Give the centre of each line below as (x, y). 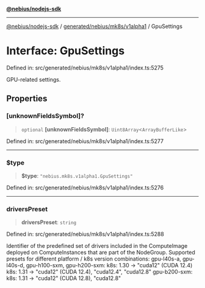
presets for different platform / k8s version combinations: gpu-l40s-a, (94, 259)
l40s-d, (16, 265)
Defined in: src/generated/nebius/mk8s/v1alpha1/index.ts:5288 (85, 234)
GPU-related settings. (34, 79)
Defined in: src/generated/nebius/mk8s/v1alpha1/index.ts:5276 (85, 188)
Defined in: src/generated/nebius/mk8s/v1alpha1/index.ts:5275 (85, 68)
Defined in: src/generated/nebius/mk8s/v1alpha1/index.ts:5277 (85, 141)
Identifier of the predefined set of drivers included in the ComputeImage (97, 246)
